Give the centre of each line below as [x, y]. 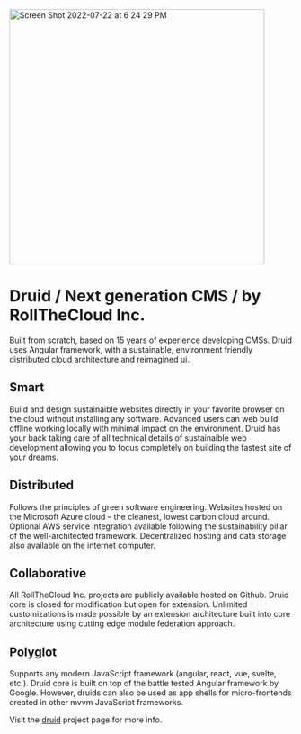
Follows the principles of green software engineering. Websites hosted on [146, 506]
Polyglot [33, 652]
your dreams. [34, 457]
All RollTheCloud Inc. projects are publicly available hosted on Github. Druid [149, 595]
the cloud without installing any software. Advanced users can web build [144, 418]
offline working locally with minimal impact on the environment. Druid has [145, 428]
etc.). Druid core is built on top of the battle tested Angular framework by [144, 684]
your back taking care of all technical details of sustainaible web [128, 438]
